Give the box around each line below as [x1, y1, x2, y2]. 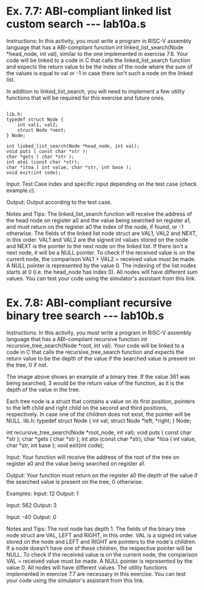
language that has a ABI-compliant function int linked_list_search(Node [6, 44, 184, 51]
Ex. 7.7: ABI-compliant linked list [6, 4, 172, 18]
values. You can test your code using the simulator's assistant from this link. [6, 274, 197, 282]
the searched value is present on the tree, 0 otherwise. [6, 478, 144, 485]
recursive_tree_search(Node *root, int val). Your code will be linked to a [6, 342, 185, 349]
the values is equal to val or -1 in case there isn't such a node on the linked [6, 69, 193, 76]
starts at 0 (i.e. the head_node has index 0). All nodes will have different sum [6, 268, 198, 276]
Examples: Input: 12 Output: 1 [6, 490, 79, 497]
